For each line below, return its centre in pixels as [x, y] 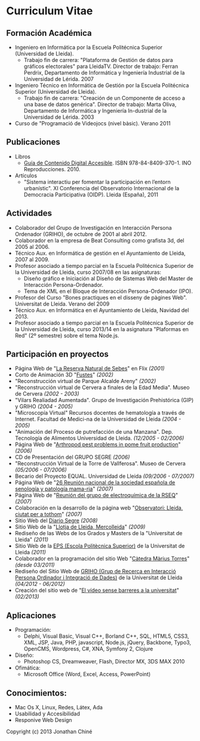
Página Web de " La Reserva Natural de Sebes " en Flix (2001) [90, 369]
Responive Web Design [44, 720]
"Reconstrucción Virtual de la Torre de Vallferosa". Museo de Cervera [100, 464]
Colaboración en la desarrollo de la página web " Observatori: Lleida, [99, 508]
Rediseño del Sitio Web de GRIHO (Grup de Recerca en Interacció [95, 572]
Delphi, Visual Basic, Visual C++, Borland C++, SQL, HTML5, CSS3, [106, 636]
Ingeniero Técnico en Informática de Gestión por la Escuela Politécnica [102, 85]
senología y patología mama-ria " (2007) [64, 489]
